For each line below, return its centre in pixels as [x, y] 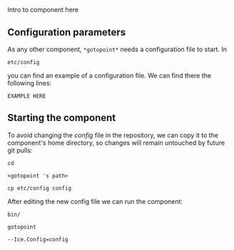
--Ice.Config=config [38, 239]
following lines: [30, 83]
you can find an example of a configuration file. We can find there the [110, 75]
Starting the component [62, 118]
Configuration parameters [67, 32]
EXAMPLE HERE [27, 96]
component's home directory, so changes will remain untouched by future [116, 142]
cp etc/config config [40, 188]
